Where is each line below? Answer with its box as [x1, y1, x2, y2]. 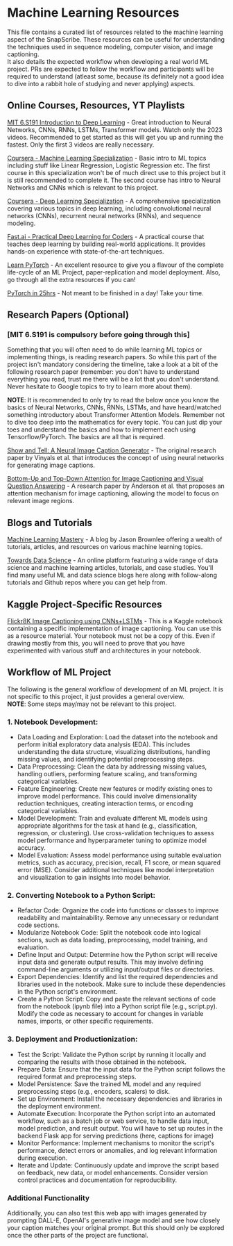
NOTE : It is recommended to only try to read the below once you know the [7, 396, 220, 404]
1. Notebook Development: [7, 717, 98, 727]
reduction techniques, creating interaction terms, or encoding [17, 799, 193, 808]
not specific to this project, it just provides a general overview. [7, 692, 185, 700]
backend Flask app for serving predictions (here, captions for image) [17, 1131, 214, 1140]
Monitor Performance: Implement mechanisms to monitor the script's [17, 1138, 215, 1147]
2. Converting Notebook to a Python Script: [7, 891, 156, 901]
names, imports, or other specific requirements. [17, 1017, 154, 1026]
